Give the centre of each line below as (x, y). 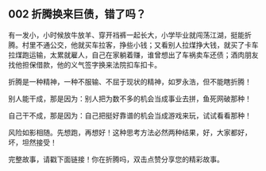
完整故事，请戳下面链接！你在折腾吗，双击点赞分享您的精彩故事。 (116, 159)
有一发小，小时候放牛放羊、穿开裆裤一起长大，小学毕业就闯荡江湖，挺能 (126, 35)
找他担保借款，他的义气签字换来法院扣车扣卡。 (85, 64)
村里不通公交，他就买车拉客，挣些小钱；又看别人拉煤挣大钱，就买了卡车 (140, 45)
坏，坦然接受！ (33, 142)
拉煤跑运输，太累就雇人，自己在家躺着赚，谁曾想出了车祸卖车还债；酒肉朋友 (133, 55)
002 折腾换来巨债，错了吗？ (77, 14)
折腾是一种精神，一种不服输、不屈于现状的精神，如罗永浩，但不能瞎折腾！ (130, 81)
